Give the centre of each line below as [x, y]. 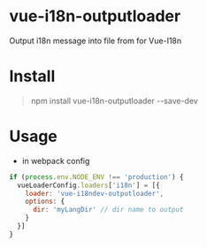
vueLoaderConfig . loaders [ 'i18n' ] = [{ [89, 185]
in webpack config [56, 161]
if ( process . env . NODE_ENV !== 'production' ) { [96, 177]
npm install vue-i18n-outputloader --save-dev [115, 101]
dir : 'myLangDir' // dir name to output [108, 210]
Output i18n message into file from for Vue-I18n [96, 41]
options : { [45, 202]
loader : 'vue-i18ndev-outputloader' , [95, 193]
